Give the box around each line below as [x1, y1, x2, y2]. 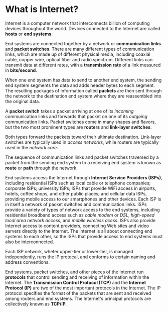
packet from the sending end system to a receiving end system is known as [5, 159, 161, 165]
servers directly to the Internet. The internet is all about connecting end [5, 228, 153, 234]
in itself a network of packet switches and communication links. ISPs [5, 201, 147, 207]
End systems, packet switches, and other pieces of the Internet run [5, 269, 144, 275]
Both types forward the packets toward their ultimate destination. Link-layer [5, 134, 161, 140]
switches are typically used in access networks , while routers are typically [5, 139, 159, 145]
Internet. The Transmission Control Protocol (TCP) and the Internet [5, 279, 146, 285]
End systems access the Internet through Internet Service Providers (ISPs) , [5, 174, 162, 180]
